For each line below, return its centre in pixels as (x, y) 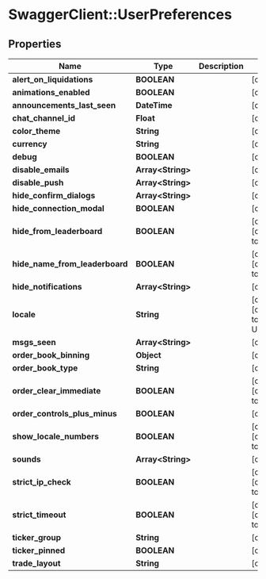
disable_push (38, 182)
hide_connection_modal (58, 208)
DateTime (154, 105)
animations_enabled (51, 92)
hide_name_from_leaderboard (70, 264)
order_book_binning (51, 355)
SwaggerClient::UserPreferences (120, 15)
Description (221, 66)
